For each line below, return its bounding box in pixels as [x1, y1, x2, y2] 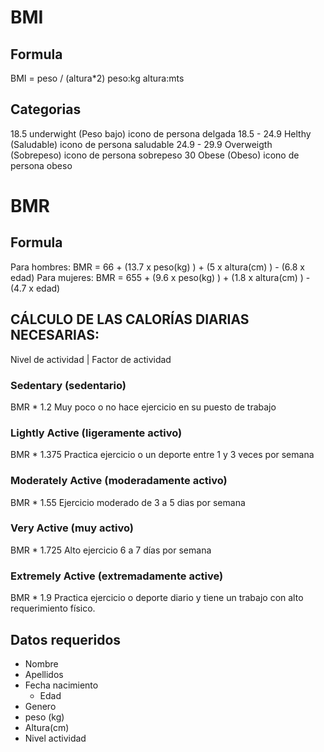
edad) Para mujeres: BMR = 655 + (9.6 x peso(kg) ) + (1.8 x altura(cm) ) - [10, 271, 311, 283]
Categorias [10, 101, 82, 118]
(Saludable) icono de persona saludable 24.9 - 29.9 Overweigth [10, 138, 273, 150]
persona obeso [10, 159, 73, 171]
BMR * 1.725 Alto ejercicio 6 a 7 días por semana [10, 544, 212, 556]
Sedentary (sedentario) [10, 378, 127, 392]
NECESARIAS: [10, 327, 100, 344]
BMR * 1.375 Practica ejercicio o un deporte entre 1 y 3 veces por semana [10, 449, 315, 461]
